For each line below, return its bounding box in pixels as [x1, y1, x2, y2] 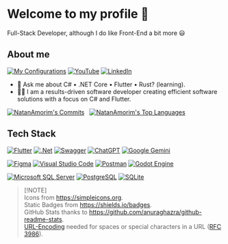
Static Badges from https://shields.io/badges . [23, 200, 152, 208]
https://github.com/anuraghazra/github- [88, 208, 202, 216]
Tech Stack [7, 128, 56, 140]
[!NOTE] [23, 186, 47, 194]
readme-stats [23, 215, 63, 223]
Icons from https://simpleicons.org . [23, 193, 123, 202]
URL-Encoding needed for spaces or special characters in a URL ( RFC [23, 222, 221, 230]
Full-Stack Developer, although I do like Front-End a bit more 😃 [7, 29, 186, 37]
